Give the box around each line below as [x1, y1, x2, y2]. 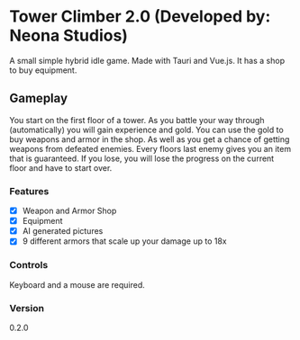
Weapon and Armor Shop [22, 205, 117, 217]
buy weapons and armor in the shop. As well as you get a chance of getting [9, 133, 290, 145]
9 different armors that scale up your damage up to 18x [22, 236, 227, 246]
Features [9, 184, 50, 197]
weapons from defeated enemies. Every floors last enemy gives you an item [9, 143, 291, 154]
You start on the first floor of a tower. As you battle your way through [9, 114, 265, 125]
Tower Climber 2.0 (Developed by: [9, 6, 271, 27]
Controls [9, 259, 49, 272]
